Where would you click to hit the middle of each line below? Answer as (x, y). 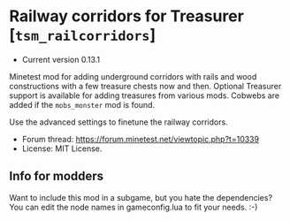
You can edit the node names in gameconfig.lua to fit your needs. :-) (134, 207)
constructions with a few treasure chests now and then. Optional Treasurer (145, 86)
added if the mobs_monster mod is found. (82, 104)
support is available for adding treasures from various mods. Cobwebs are (145, 95)
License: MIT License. (62, 149)
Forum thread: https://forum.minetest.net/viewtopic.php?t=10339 (140, 139)
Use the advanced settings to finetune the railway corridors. (118, 122)
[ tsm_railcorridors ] (83, 35)
